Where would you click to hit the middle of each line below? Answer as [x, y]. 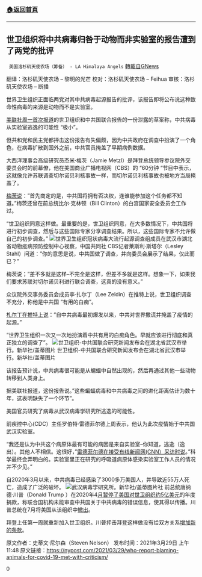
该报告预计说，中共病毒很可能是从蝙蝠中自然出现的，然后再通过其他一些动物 [101, 370]
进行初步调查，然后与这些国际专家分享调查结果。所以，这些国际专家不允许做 [101, 231]
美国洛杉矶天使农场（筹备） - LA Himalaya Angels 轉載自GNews [84, 66]
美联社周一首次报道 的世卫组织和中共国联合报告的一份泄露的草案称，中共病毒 [101, 120]
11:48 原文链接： [26, 550]
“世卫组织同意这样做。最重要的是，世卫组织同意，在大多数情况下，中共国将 [100, 223]
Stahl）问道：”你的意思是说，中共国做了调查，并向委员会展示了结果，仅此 [98, 254]
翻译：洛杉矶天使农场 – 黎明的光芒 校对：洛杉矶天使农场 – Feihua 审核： [95, 79]
